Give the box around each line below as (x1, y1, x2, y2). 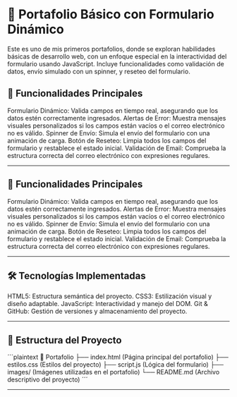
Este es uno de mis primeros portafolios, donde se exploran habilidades (7, 44, 216, 53)
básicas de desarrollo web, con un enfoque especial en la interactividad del (7, 52, 227, 61)
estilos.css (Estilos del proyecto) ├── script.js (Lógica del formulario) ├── (7, 360, 224, 369)
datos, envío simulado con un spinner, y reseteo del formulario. (7, 67, 190, 75)
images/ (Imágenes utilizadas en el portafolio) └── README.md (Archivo (7, 368, 220, 377)
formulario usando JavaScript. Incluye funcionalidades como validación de (7, 59, 224, 68)
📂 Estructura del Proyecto (7, 334, 122, 346)
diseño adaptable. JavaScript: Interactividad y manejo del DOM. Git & (7, 300, 208, 308)
